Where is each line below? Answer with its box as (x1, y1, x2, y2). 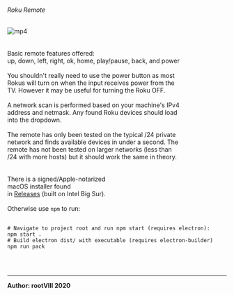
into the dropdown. (7, 115, 62, 125)
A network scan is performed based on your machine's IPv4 (7, 101, 180, 109)
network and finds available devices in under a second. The (7, 138, 179, 146)
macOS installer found (7, 182, 71, 191)
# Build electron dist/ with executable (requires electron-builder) (7, 237, 214, 244)
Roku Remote (7, 6, 46, 14)
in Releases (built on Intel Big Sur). (7, 190, 106, 198)
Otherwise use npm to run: (7, 205, 81, 213)
